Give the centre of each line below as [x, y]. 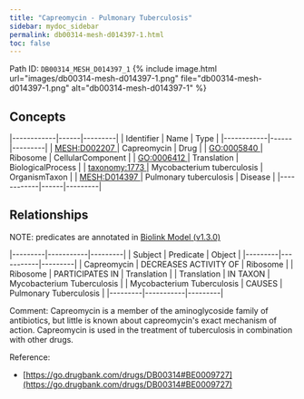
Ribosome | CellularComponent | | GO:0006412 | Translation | [124, 158]
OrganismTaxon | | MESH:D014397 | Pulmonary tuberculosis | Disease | [142, 177]
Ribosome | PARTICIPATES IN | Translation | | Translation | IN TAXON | [140, 274]
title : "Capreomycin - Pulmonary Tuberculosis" [101, 18]
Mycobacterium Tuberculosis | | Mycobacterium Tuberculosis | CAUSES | [146, 283]
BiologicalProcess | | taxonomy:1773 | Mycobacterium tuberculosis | [136, 168]
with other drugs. [42, 339]
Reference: [30, 357]
